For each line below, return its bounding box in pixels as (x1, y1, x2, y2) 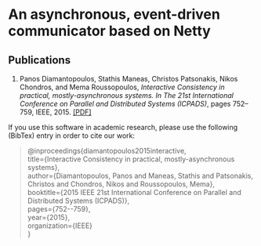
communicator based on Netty (8, 22, 212, 40)
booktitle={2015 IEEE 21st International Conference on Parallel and (27, 188, 241, 197)
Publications (8, 53, 71, 67)
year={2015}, (27, 213, 71, 222)
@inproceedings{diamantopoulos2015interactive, (27, 147, 187, 155)
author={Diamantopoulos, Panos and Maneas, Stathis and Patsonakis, (27, 171, 253, 180)
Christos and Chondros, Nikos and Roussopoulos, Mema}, (27, 179, 216, 189)
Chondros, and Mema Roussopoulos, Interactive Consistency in (19, 82, 225, 92)
